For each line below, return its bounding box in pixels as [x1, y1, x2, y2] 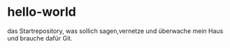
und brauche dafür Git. [7, 34, 73, 42]
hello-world [7, 4, 77, 20]
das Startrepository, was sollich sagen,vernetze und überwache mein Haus [7, 27, 224, 35]
